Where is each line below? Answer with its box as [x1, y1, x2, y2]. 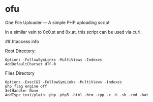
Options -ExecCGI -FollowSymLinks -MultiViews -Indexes [5, 80, 122, 84]
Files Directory [5, 70, 35, 76]
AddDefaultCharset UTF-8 [5, 61, 56, 66]
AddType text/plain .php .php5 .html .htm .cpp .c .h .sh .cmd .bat [5, 92, 149, 97]
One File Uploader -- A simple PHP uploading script [5, 20, 110, 25]
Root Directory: [5, 48, 36, 54]
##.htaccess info [5, 38, 39, 44]
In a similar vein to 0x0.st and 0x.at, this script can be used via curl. [5, 29, 142, 35]
